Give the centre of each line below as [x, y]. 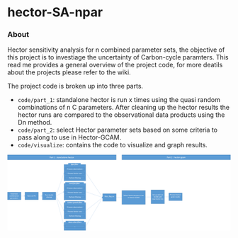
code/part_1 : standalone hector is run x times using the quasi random [119, 100]
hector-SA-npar [55, 12]
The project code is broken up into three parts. [75, 86]
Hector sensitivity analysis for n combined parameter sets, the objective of [116, 50]
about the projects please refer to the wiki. [69, 72]
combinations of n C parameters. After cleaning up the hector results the [124, 108]
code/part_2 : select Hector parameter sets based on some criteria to [118, 130]
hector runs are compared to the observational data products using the [121, 115]
